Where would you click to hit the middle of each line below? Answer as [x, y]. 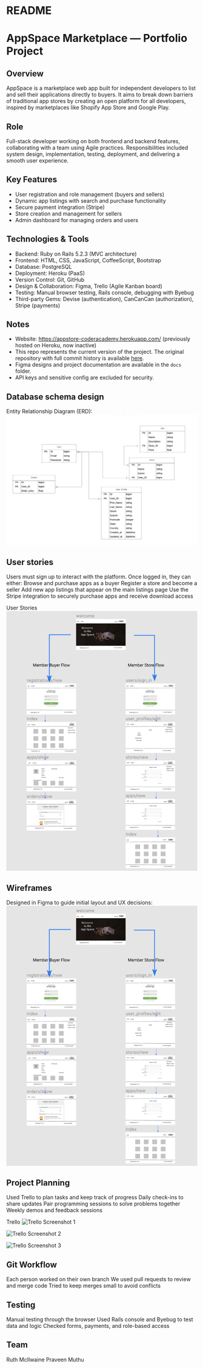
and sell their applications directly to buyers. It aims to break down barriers [100, 95]
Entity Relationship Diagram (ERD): [49, 411]
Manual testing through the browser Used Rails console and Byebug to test [100, 1319]
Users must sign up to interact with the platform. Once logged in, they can [98, 577]
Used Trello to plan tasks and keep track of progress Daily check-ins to [95, 1197]
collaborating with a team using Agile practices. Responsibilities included [97, 147]
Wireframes [29, 888]
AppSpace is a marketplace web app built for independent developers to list [101, 88]
